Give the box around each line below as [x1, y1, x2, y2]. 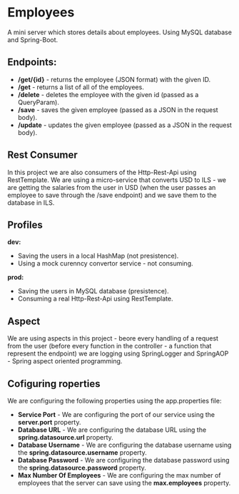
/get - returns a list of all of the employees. [17, 83, 144, 91]
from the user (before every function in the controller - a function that [7, 342, 212, 351]
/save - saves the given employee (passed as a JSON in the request [17, 105, 219, 114]
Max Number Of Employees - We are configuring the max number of [17, 471, 221, 479]
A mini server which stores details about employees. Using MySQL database [7, 28, 232, 36]
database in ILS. [7, 198, 55, 207]
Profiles [7, 218, 43, 231]
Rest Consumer [7, 149, 78, 161]
